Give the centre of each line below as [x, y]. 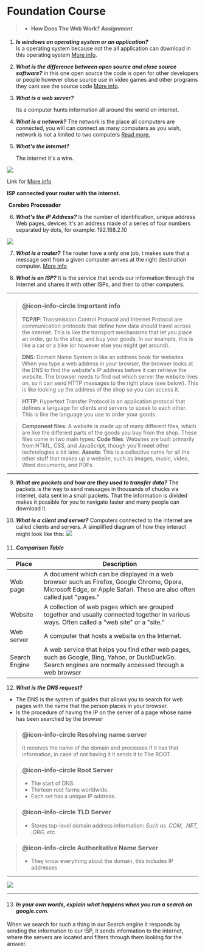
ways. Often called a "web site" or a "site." [104, 622]
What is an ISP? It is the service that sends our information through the [105, 278]
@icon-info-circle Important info [71, 306]
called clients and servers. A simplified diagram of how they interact [101, 526]
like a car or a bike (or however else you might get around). [96, 345]
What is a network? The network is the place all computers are [95, 122]
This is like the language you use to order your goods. [89, 414]
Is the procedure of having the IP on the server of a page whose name [104, 712]
